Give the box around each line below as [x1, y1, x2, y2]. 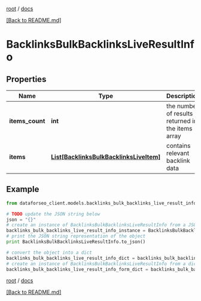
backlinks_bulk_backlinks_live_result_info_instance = [6, 227, 146, 234]
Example [6, 184, 39, 194]
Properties [6, 74, 47, 84]
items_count [9, 117, 45, 125]
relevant [166, 149, 190, 157]
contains [166, 142, 191, 150]
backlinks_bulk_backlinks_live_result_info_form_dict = [6, 266, 148, 272]
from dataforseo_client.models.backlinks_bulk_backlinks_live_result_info [6, 200, 197, 206]
